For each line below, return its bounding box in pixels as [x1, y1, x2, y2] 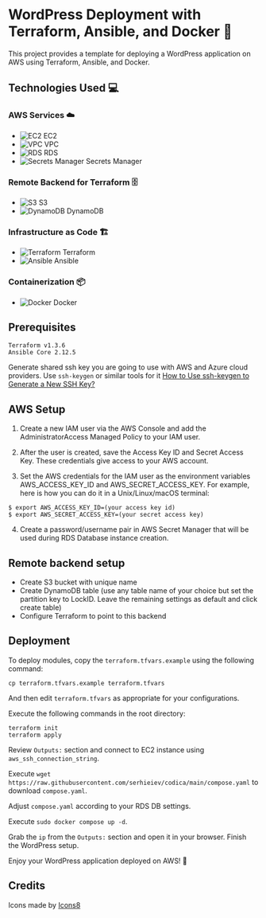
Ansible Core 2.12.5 [8, 349, 77, 357]
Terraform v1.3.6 [8, 342, 66, 350]
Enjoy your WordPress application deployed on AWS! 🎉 [8, 856, 188, 865]
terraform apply [8, 731, 62, 739]
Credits [8, 879, 46, 893]
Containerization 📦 [8, 276, 86, 287]
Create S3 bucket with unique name [19, 577, 137, 587]
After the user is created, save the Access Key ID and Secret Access [19, 447, 244, 457]
